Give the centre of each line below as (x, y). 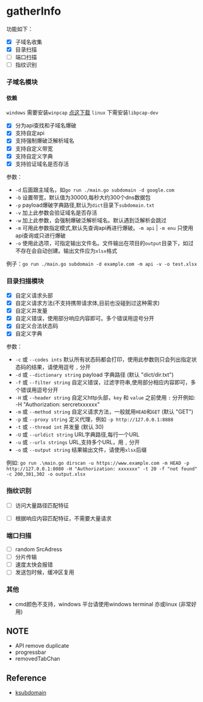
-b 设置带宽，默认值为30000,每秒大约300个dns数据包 (83, 197)
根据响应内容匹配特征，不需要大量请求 (63, 518)
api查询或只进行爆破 (40, 235)
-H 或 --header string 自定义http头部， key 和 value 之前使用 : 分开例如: (105, 398)
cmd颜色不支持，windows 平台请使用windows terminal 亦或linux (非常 (103, 604)
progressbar (31, 652)
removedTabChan (37, 659)
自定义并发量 (31, 311)
